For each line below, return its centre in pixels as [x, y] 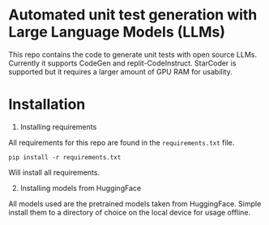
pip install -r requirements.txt [65, 157]
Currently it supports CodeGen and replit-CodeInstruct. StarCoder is [122, 63]
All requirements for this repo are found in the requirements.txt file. [122, 142]
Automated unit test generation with [133, 15]
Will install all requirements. [54, 172]
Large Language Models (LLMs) [117, 32]
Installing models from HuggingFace [81, 188]
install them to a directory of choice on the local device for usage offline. [130, 212]
